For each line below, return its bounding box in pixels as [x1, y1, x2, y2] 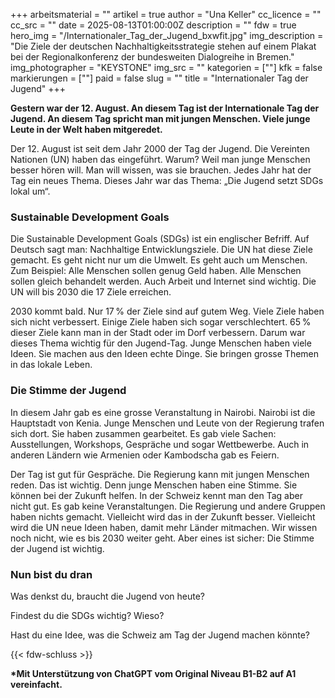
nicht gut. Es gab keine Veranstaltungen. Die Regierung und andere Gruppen [10, 500, 326, 512]
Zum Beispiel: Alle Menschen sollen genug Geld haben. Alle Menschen [10, 265, 302, 277]
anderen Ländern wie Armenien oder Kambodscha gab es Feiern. [10, 449, 280, 461]
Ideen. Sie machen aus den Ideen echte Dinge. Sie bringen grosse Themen [10, 348, 320, 360]
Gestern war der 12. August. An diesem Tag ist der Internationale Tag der [10, 102, 320, 114]
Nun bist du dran [10, 567, 93, 581]
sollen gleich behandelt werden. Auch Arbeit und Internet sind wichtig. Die [10, 275, 317, 288]
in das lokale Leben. [10, 359, 93, 371]
